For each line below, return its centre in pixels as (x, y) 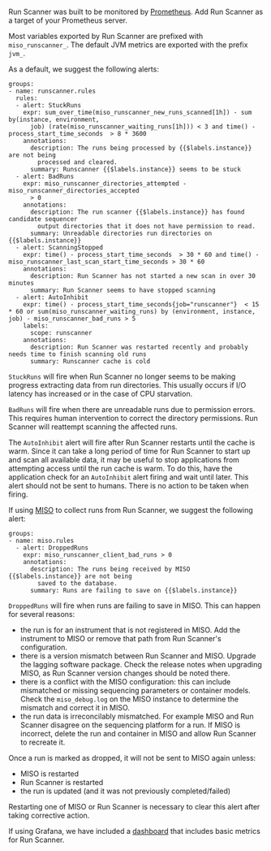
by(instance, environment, (54, 119)
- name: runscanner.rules (52, 91)
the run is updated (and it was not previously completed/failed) (125, 791)
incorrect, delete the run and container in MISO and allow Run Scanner (138, 734)
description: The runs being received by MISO (110, 569)
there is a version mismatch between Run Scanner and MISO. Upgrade (138, 656)
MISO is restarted (49, 774)
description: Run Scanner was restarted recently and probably (139, 347)
